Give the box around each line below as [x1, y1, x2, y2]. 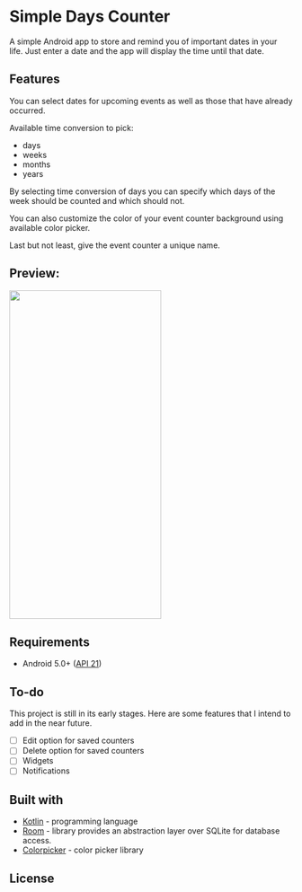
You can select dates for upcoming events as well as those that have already [9, 95, 294, 106]
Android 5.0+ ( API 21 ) [22, 658, 102, 669]
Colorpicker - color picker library [22, 844, 144, 855]
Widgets [22, 755, 54, 766]
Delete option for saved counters [22, 746, 145, 756]
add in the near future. [9, 718, 93, 729]
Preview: [9, 266, 60, 281]
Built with [9, 792, 64, 808]
